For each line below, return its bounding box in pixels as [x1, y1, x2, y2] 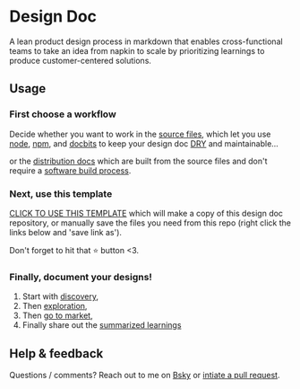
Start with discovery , [21, 291, 99, 302]
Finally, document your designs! [9, 270, 152, 283]
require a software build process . [9, 164, 132, 176]
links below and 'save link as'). [9, 226, 123, 237]
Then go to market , [21, 310, 93, 321]
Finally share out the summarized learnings [21, 320, 182, 331]
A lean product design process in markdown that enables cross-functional [9, 36, 284, 47]
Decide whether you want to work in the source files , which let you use [9, 128, 271, 139]
